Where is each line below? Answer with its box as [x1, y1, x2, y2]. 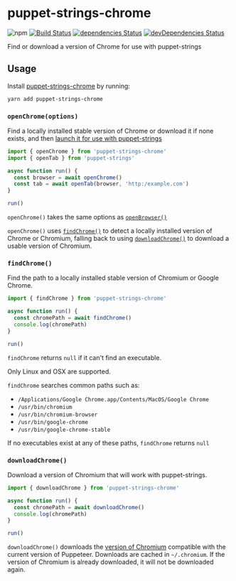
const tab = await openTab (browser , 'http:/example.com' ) [14, 180, 190, 188]
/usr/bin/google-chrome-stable [17, 426, 111, 433]
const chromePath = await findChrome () [14, 315, 132, 322]
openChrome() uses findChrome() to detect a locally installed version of [7, 227, 213, 235]
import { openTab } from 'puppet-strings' [7, 154, 135, 161]
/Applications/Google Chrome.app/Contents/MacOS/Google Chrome [17, 396, 210, 403]
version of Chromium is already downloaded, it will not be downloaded [7, 558, 214, 566]
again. [7, 565, 26, 574]
